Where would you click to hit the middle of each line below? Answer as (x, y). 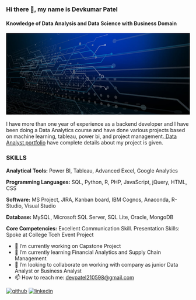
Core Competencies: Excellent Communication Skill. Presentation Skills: (93, 228)
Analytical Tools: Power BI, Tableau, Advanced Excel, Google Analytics (92, 170)
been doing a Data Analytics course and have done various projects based (96, 130)
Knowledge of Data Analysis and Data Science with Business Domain (92, 23)
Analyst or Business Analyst (48, 271)
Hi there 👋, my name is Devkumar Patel (62, 9)
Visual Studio (40, 206)
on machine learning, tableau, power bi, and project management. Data (91, 136)
